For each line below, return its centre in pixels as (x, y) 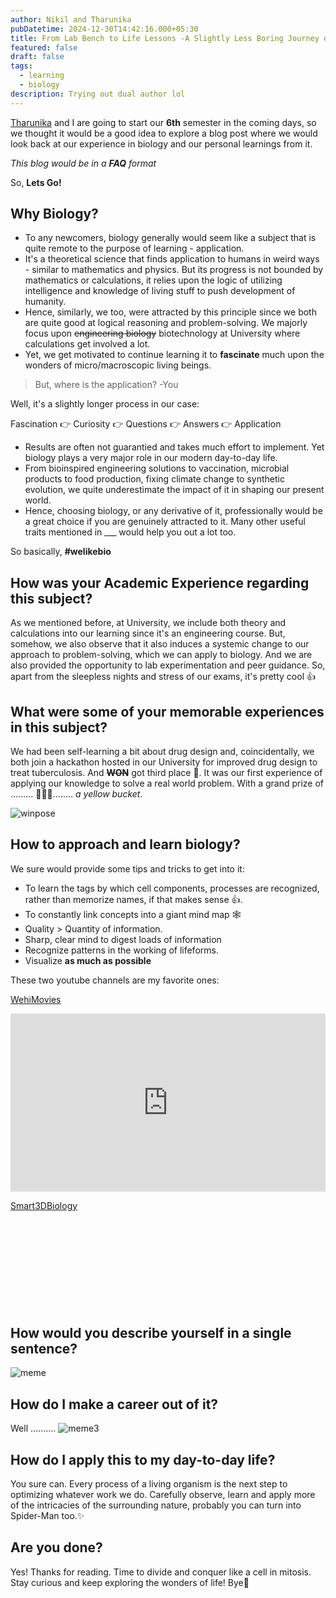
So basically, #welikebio (61, 552)
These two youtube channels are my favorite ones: (115, 980)
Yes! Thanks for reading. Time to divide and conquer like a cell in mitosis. (161, 1572)
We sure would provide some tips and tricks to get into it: (127, 868)
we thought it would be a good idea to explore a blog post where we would (164, 133)
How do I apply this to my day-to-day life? (143, 1459)
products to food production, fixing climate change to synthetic (154, 479)
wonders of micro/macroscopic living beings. (118, 365)
